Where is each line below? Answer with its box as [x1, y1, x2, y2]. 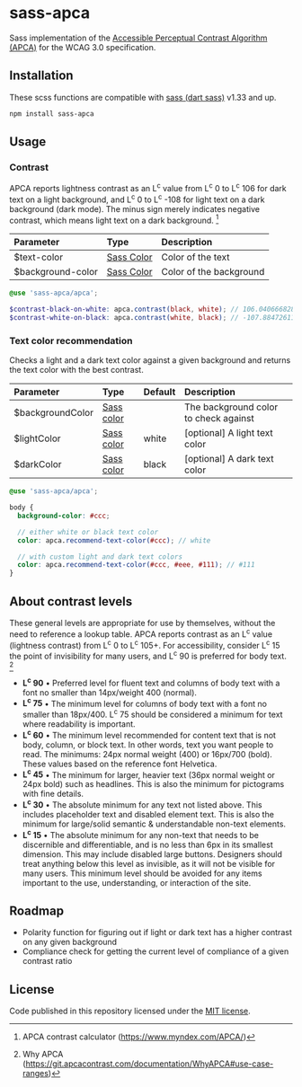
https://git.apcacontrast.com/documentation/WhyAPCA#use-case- [25, 1058, 274, 1069]
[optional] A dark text [183, 453, 274, 465]
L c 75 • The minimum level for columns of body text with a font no [22, 696, 268, 709]
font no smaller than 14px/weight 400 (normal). [22, 686, 198, 698]
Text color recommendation [9, 334, 133, 347]
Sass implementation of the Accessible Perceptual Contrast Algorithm [9, 32, 268, 43]
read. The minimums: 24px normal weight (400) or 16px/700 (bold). [22, 748, 272, 759]
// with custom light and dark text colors [17, 552, 182, 561]
